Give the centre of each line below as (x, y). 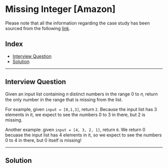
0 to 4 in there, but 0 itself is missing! (43, 140)
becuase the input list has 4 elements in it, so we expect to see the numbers (83, 135)
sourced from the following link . (38, 28)
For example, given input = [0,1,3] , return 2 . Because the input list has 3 (81, 109)
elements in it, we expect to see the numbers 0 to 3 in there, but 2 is (75, 114)
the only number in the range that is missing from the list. (64, 99)
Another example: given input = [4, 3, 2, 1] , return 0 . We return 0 (75, 129)
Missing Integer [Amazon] (60, 9)
